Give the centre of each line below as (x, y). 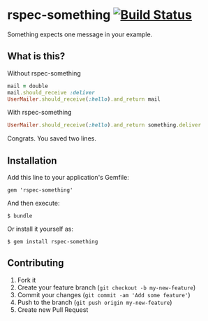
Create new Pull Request (53, 309)
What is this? (36, 56)
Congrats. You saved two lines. (52, 138)
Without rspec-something (44, 73)
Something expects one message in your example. (80, 34)
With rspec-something (39, 113)
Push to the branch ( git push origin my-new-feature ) (95, 302)
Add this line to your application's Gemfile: (68, 178)
